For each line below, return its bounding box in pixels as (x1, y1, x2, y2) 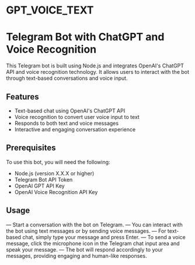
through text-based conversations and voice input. (6, 74, 128, 82)
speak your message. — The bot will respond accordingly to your (6, 246, 163, 253)
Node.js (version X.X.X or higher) (14, 169, 95, 176)
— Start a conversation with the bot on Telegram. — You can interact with (6, 221, 183, 228)
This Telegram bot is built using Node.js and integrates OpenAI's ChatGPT (6, 62, 184, 69)
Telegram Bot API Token (14, 176, 73, 183)
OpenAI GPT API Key (14, 182, 65, 189)
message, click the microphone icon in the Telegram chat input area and (6, 240, 180, 247)
